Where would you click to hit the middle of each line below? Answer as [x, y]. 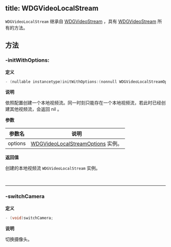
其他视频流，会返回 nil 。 [36, 109]
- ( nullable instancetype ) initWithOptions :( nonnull [61, 82]
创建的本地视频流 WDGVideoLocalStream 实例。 [53, 168]
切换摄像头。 [19, 239]
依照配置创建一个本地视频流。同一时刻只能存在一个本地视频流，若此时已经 [83, 103]
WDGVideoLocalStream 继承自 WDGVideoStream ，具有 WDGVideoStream [81, 21]
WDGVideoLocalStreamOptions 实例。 [77, 144]
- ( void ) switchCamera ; [29, 218]
